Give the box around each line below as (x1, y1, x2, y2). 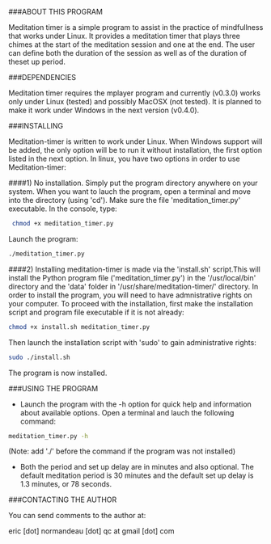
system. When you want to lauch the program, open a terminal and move (8, 187, 251, 196)
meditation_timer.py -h (8, 432, 89, 440)
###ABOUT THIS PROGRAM (8, 7, 104, 16)
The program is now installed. (8, 368, 108, 377)
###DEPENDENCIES (8, 73, 77, 82)
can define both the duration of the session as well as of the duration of (8, 48, 248, 57)
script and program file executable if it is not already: (8, 307, 184, 317)
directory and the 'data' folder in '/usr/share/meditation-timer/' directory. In (8, 281, 259, 291)
